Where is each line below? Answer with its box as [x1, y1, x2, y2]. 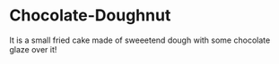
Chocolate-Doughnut [9, 5, 171, 26]
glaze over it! [9, 44, 57, 54]
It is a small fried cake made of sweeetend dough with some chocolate [9, 35, 271, 45]
